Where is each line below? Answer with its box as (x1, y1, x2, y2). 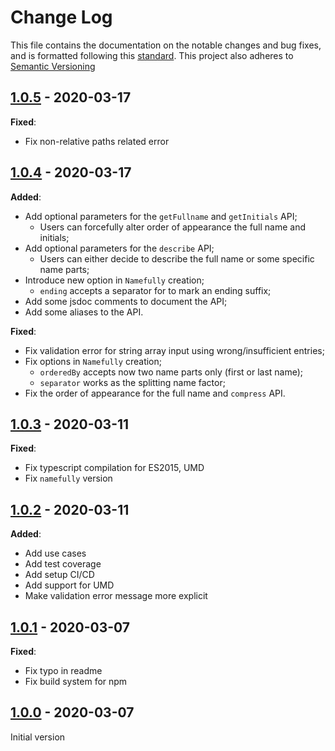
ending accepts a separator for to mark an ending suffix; (39, 284, 272, 296)
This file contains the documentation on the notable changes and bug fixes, (10, 39, 322, 51)
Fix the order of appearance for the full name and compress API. (24, 387, 286, 399)
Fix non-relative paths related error (24, 135, 170, 147)
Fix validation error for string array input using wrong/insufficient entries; (24, 344, 325, 356)
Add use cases (24, 547, 87, 560)
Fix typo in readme (24, 665, 103, 676)
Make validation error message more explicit (24, 590, 208, 602)
